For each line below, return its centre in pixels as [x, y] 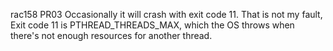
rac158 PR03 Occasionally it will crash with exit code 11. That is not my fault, [166, 14]
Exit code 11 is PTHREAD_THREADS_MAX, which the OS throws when [152, 25]
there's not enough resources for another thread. [111, 35]
